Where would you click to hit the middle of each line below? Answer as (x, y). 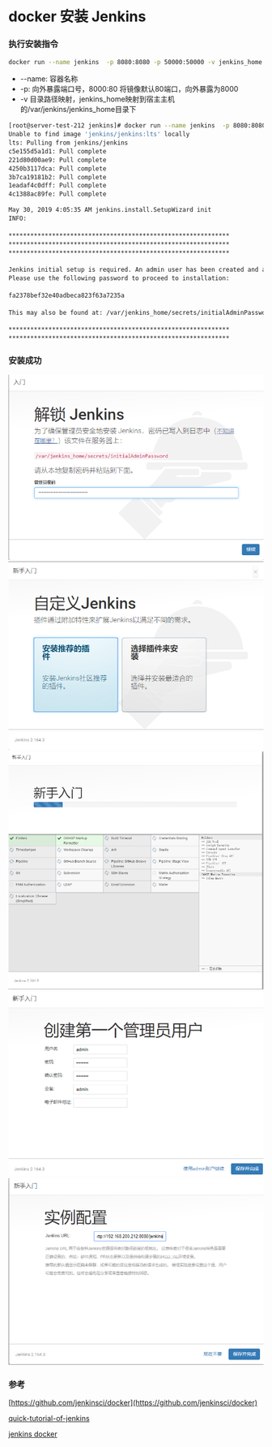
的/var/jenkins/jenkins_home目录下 (78, 110)
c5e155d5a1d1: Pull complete (57, 151)
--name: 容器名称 (49, 79)
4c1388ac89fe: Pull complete (57, 194)
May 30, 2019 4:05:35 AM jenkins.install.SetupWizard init (110, 210)
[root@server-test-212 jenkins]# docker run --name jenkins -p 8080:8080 (137, 126)
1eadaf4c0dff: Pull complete (57, 186)
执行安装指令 (34, 44)
